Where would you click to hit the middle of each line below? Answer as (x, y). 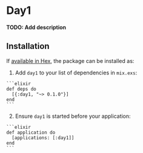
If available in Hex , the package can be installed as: (70, 60)
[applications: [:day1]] (43, 138)
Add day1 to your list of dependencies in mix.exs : (76, 73)
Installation (28, 46)
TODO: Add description (36, 27)
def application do (31, 132)
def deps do (21, 89)
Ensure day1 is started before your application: (73, 116)
